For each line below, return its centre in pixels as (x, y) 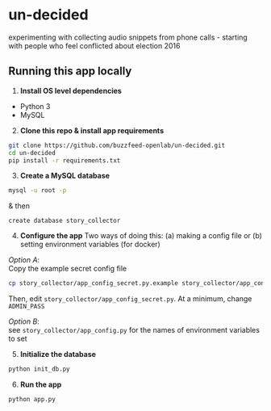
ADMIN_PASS (27, 307)
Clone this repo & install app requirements (92, 130)
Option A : (24, 260)
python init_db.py (39, 369)
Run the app (41, 384)
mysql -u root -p (38, 191)
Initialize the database (58, 354)
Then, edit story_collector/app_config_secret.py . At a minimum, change (130, 299)
